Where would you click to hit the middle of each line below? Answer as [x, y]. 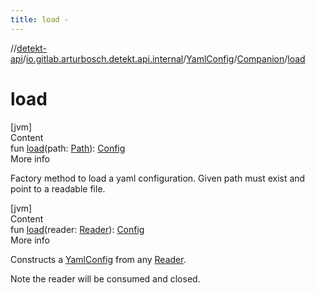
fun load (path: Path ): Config [68, 148]
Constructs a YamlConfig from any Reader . [98, 259]
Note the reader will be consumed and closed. [105, 278]
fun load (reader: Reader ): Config [77, 229]
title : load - [40, 19]
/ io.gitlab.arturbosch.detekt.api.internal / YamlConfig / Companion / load [164, 58]
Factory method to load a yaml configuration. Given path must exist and [158, 178]
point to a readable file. [58, 188]
